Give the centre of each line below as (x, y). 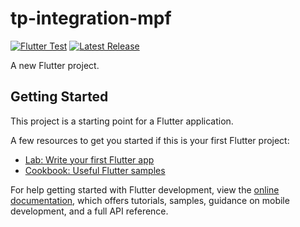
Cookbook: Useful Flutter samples (95, 170)
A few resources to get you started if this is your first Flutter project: (150, 140)
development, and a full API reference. (89, 211)
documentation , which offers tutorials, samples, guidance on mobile (150, 200)
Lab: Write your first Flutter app (89, 159)
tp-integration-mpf (91, 18)
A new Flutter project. (55, 65)
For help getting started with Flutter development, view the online (145, 189)
